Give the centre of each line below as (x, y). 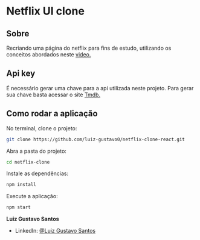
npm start (19, 207)
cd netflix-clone (28, 162)
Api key (21, 74)
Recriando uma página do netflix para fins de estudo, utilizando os (89, 48)
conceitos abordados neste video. (49, 55)
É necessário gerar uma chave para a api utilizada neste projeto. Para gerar (100, 88)
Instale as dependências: (37, 173)
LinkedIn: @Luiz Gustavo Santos (55, 231)
